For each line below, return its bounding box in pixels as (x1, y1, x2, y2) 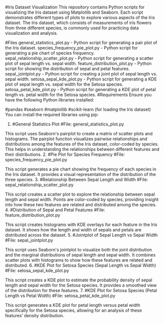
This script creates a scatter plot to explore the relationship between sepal (5, 191, 155, 197)
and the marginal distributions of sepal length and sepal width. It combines (5, 252, 156, 258)
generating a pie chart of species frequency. (5, 50, 95, 56)
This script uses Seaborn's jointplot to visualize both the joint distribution (5, 247, 152, 252)
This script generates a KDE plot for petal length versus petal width (5, 302, 141, 308)
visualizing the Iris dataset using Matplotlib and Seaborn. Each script (5, 9, 143, 15)
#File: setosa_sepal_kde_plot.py (5, 268, 70, 273)
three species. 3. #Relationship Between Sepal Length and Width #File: (5, 176, 148, 182)
